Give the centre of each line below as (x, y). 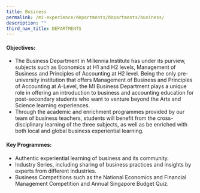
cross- (165, 118)
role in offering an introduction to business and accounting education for (104, 93)
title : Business (26, 12)
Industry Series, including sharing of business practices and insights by (103, 164)
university (27, 80)
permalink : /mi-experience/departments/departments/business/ (85, 17)
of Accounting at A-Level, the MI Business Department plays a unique (101, 86)
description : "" (26, 23)
